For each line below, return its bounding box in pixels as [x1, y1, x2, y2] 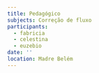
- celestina [13, 36, 49, 43]
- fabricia [13, 29, 45, 37]
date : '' [7, 49, 33, 56]
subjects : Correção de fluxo [7, 17, 92, 24]
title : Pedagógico [7, 10, 61, 17]
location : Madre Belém [7, 56, 73, 63]
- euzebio [13, 42, 42, 49]
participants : [7, 23, 49, 30]
